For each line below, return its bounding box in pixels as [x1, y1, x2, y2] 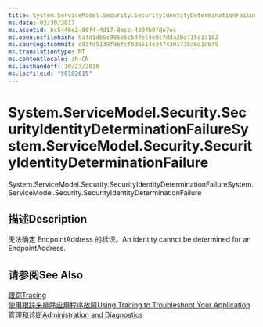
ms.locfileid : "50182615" [8, 70, 92, 78]
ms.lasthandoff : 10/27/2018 [8, 63, 100, 71]
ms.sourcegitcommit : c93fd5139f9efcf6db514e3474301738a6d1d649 [8, 41, 219, 49]
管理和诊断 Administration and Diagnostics [8, 311, 143, 320]
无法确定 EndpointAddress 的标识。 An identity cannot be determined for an [8, 234, 252, 244]
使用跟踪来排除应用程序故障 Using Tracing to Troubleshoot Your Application [8, 300, 250, 310]
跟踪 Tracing [8, 291, 47, 300]
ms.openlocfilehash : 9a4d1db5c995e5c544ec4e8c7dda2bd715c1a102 [8, 33, 219, 42]
